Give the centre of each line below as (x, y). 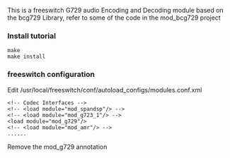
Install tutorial (32, 36)
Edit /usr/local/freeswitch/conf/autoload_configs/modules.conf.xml (105, 90)
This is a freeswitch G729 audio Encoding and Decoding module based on (116, 10)
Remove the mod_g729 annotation (57, 147)
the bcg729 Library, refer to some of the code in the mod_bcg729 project (114, 18)
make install (27, 57)
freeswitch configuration (51, 75)
